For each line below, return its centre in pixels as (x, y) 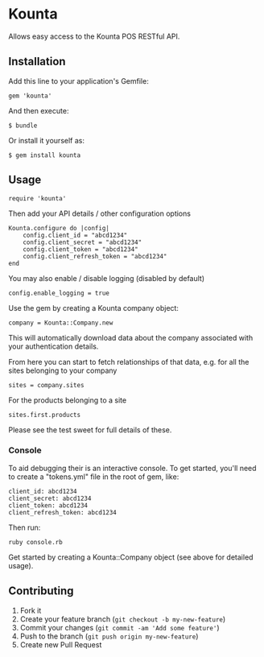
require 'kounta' (37, 198)
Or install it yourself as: (46, 140)
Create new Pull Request (61, 644)
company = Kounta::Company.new (61, 323)
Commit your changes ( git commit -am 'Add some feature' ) (120, 627)
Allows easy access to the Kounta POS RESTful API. (94, 36)
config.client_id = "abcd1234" (75, 235)
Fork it (31, 610)
